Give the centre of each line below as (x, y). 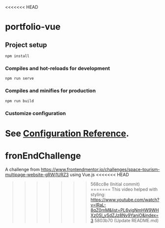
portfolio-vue (33, 27)
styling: (98, 194)
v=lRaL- (98, 205)
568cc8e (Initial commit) (115, 184)
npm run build (20, 101)
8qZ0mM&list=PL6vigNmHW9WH (125, 210)
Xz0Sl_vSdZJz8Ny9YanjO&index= (124, 215)
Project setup (26, 45)
